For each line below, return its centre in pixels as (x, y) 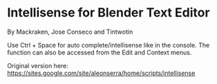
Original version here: (38, 65)
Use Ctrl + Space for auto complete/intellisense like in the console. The (108, 45)
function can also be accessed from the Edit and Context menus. (100, 52)
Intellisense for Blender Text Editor (108, 13)
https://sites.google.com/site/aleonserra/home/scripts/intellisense (101, 73)
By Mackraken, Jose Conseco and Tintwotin (70, 32)
